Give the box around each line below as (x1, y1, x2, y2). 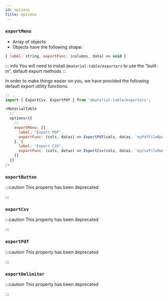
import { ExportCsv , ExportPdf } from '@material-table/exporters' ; (5, 97, 151, 103)
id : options (5, 7, 30, 13)
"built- (145, 63, 158, 69)
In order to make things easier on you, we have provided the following (5, 78, 149, 84)
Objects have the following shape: (12, 44, 83, 50)
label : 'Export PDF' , (18, 130, 64, 135)
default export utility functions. (5, 83, 68, 89)
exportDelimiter (5, 271, 45, 277)
